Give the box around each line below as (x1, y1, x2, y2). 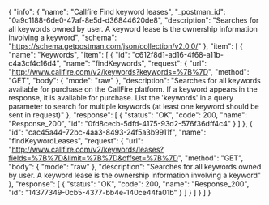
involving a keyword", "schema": (8, 32, 117, 42)
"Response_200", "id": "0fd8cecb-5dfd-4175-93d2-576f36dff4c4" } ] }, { (8, 119, 253, 128)
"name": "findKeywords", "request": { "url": (62, 58, 207, 68)
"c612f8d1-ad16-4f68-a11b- (131, 50, 224, 59)
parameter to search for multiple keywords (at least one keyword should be (8, 101, 259, 111)
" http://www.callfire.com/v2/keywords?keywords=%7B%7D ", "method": (8, 67, 250, 76)
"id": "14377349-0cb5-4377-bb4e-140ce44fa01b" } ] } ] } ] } (8, 188, 211, 197)
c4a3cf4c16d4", (8, 58, 62, 68)
